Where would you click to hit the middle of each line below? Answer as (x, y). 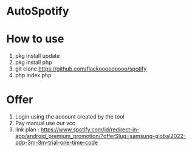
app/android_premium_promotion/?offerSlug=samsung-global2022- (101, 136)
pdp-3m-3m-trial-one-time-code (57, 143)
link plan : (27, 130)
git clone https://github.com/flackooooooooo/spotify (81, 69)
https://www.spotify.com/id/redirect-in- (90, 130)
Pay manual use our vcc (45, 123)
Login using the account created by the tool (70, 117)
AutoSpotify (38, 11)
